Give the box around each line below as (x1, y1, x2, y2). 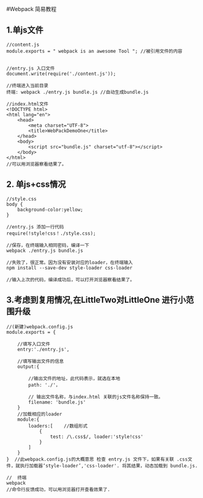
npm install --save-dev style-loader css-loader (6, 265, 133, 271)
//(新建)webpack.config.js (6, 324, 73, 330)
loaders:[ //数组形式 (28, 423, 88, 429)
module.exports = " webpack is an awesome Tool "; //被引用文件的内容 (6, 48, 183, 54)
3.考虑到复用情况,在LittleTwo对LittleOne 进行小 (6, 295, 186, 305)
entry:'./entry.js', (17, 347, 70, 353)
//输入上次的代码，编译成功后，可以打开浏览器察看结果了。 (6, 276, 135, 283)
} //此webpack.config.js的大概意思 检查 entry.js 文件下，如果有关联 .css (6, 456, 188, 462)
